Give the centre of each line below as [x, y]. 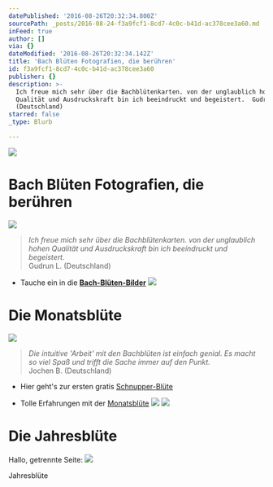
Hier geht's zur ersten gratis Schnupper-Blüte [96, 386]
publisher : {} [32, 77]
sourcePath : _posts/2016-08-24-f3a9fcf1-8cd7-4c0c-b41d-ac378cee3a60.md [134, 24]
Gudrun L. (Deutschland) [69, 265]
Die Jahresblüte [63, 436]
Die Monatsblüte [65, 315]
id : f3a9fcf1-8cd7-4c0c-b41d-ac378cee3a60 [81, 69]
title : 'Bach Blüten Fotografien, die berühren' [92, 62]
